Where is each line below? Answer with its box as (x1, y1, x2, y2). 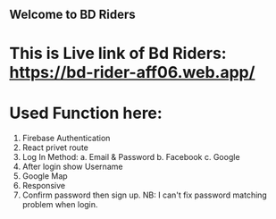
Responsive (21, 180, 65, 190)
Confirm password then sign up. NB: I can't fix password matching (21, 190, 268, 200)
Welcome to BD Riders (9, 7, 136, 22)
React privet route (21, 142, 89, 153)
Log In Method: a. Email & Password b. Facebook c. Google (21, 151, 240, 162)
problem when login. (21, 198, 98, 209)
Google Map (21, 170, 69, 181)
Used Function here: (9, 103, 163, 123)
